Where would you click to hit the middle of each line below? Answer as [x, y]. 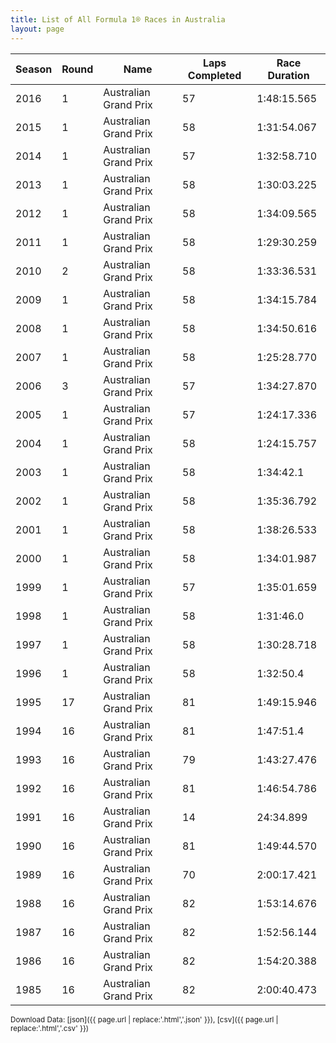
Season [34, 69]
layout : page [37, 29]
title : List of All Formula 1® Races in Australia [118, 19]
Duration [288, 75]
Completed [214, 75]
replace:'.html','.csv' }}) [50, 1028]
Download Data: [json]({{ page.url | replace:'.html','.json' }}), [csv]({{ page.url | [144, 1019]
